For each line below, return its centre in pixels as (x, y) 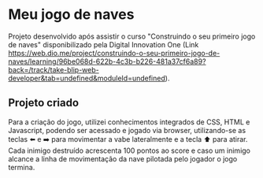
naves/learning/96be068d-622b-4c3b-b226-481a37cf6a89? (107, 61)
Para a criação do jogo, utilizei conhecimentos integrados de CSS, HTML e (129, 122)
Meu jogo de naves (71, 15)
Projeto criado (44, 103)
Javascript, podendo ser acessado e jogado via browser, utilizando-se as (127, 130)
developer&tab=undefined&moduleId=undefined (87, 78)
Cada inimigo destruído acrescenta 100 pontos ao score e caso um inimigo (129, 150)
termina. (22, 167)
